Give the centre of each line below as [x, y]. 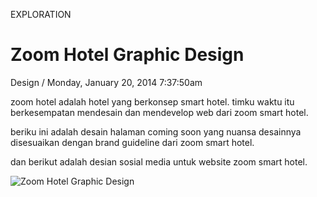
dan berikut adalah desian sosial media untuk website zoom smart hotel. [159, 161]
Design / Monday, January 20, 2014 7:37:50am [106, 82]
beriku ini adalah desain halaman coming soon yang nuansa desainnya [156, 131]
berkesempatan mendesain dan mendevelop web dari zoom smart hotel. [159, 112]
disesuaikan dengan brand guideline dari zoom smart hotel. [132, 142]
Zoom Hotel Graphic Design [127, 55]
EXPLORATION [41, 14]
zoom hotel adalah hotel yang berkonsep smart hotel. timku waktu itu [152, 101]
